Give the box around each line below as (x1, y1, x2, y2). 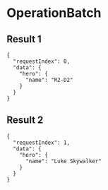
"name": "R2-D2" (25, 76, 73, 83)
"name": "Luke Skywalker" (25, 158, 102, 165)
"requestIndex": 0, (13, 58, 71, 65)
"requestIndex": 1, (13, 139, 71, 146)
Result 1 (6, 33, 42, 45)
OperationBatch (6, 5, 102, 21)
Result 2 (6, 114, 44, 126)
